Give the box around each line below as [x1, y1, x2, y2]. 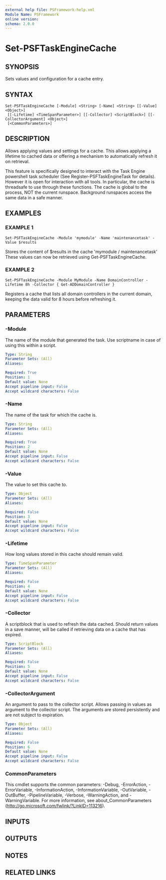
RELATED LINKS [5, 868, 56, 877]
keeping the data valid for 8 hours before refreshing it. [5, 296, 117, 302]
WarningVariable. [5, 798, 41, 804]
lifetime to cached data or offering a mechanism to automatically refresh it [5, 153, 158, 159]
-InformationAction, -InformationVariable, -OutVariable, [34, 787, 148, 793]
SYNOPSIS [5, 62, 39, 71]
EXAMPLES [5, 209, 41, 218]
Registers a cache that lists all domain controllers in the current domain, [5, 291, 153, 297]
